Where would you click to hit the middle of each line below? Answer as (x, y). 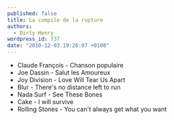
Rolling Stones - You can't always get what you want (92, 109)
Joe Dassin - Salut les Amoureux (64, 72)
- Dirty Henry (33, 33)
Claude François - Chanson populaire (70, 65)
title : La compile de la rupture (55, 20)
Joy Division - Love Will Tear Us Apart (71, 80)
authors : (20, 26)
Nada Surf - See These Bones (60, 94)
